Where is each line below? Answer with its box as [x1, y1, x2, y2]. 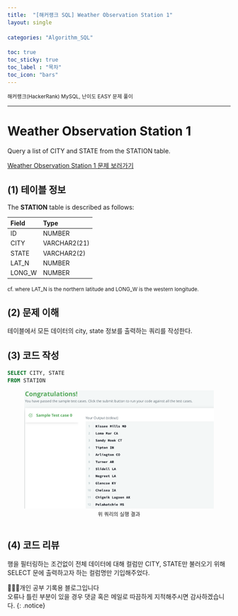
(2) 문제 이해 [7, 307, 59, 319]
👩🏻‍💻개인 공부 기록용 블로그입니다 [7, 583, 99, 592]
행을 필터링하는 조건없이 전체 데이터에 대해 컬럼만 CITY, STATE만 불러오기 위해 [7, 559, 225, 568]
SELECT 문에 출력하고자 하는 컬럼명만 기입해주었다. [7, 568, 150, 577]
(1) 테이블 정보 [7, 184, 66, 196]
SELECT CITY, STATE [7, 369, 65, 377]
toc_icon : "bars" [7, 71, 59, 78]
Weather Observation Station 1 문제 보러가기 [7, 161, 134, 169]
